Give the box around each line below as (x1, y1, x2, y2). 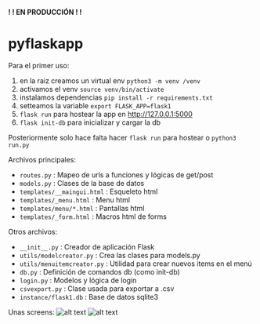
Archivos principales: (8, 155, 77, 164)
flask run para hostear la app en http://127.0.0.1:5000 (19, 109, 193, 118)
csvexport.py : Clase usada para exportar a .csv (19, 283, 175, 293)
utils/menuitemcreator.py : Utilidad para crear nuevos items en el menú (19, 259, 252, 268)
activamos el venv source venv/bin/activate (19, 84, 164, 93)
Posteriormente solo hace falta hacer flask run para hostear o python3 (8, 133, 237, 142)
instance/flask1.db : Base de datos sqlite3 (19, 292, 159, 301)
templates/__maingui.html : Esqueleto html (19, 187, 158, 196)
